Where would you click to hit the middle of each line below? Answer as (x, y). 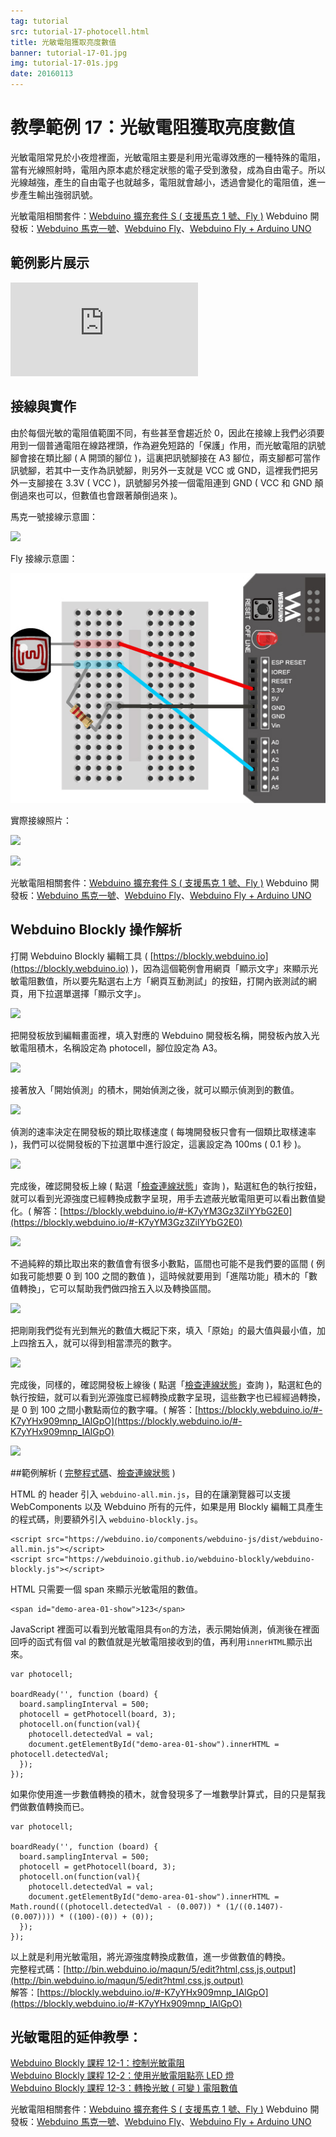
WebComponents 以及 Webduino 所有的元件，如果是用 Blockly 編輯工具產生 (167, 1506)
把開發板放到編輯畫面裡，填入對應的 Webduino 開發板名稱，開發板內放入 (161, 1035)
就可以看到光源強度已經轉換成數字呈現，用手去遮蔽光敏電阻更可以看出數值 (163, 1198)
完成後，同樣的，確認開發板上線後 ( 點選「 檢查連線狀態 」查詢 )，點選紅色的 (166, 1384)
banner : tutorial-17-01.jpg (69, 53)
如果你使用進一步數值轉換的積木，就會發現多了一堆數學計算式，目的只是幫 (163, 1794)
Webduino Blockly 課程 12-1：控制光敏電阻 (97, 2063)
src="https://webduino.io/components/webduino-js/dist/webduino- (185, 1539)
